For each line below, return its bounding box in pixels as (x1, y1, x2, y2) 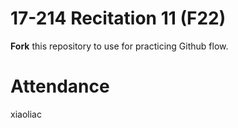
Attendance (10, 75, 110, 98)
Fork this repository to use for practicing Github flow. (10, 40, 229, 52)
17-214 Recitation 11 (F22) (10, 7, 227, 30)
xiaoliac (10, 108, 42, 120)
